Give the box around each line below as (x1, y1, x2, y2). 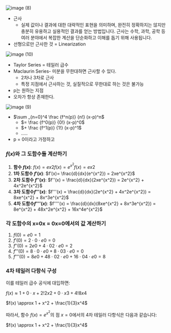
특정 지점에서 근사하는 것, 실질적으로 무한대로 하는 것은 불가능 (20, 81, 144, 87)
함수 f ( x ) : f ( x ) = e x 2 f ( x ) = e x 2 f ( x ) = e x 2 (13, 162, 95, 170)
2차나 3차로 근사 (20, 75, 54, 80)
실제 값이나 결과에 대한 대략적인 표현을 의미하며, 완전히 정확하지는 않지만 (20, 22, 166, 28)
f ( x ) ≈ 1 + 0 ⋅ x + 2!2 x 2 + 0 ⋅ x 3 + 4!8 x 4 (6, 290, 87, 296)
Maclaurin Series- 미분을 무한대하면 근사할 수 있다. (13, 68, 117, 74)
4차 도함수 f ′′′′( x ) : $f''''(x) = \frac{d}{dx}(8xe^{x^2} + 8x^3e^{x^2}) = (13, 200, 156, 207)
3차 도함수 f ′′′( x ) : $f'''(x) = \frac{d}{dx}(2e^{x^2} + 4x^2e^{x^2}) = (13, 188, 151, 194)
